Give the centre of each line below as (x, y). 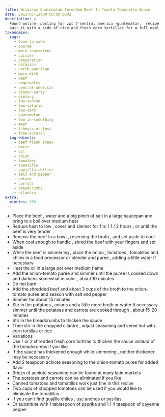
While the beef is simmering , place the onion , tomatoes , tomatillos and (85, 253)
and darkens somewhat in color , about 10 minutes (63, 279)
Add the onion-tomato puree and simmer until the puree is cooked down (85, 273)
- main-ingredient (33, 51)
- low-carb (25, 111)
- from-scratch (29, 133)
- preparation (28, 60)
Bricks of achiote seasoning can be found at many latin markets (77, 373)
